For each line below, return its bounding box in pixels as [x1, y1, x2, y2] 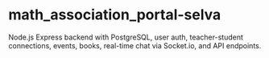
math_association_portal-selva [8, 6, 221, 24]
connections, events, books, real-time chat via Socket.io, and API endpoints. [8, 40, 262, 50]
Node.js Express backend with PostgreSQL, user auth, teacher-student [8, 32, 243, 42]
